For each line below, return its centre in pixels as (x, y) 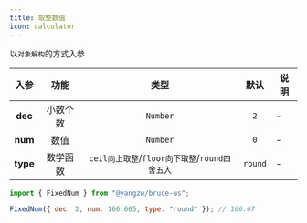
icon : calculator (42, 26)
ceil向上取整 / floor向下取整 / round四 (159, 157)
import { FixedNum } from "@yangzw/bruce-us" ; (100, 193)
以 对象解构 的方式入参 (47, 53)
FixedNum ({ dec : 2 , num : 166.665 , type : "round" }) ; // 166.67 (132, 209)
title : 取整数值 (37, 18)
